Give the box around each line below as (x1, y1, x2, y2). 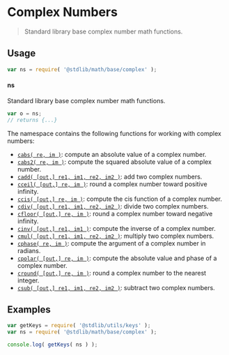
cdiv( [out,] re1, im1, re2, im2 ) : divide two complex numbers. (17, 202, 209, 210)
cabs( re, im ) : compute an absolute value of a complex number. (17, 150, 207, 158)
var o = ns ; (7, 109, 42, 117)
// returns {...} (7, 116, 58, 123)
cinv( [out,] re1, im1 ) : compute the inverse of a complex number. (17, 224, 216, 232)
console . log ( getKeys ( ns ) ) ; (7, 341, 98, 349)
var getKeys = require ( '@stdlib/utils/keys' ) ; (7, 322, 151, 329)
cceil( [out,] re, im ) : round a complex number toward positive (17, 179, 207, 188)
